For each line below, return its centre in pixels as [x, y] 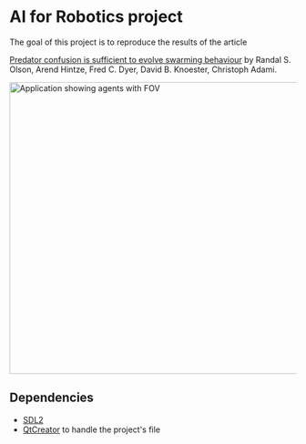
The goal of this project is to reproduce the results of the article [128, 42]
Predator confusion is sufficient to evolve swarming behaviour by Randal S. [150, 59]
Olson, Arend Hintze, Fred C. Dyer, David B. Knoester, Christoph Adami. [143, 69]
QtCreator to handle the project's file [92, 429]
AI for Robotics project [97, 17]
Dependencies [51, 398]
